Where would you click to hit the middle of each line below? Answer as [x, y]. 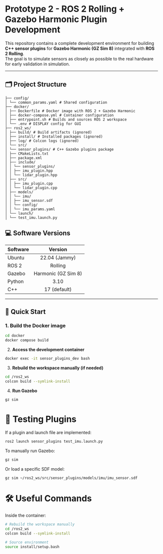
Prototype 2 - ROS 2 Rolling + [65, 9]
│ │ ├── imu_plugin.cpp [29, 183]
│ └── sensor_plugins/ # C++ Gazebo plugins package [59, 149]
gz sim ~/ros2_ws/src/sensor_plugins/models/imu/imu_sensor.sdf [71, 478]
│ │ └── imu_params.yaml [30, 209]
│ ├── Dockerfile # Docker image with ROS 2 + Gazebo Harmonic [70, 111]
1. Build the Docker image [35, 325]
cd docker [15, 336]
